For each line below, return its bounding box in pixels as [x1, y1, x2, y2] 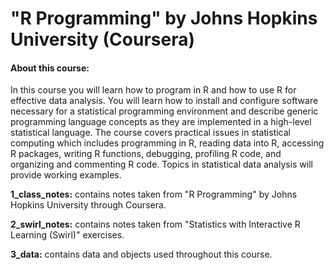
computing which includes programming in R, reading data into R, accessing [10, 137, 325, 149]
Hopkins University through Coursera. [10, 199, 167, 211]
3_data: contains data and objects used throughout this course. [10, 248, 273, 261]
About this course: [10, 62, 90, 74]
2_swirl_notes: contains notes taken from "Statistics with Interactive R [10, 218, 301, 231]
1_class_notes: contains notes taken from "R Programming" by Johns [10, 188, 298, 201]
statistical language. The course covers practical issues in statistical [10, 127, 291, 139]
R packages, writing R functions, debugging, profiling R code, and [10, 148, 282, 160]
